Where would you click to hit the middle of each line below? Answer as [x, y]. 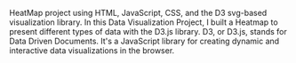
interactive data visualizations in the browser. [92, 51]
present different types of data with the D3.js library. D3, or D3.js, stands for [148, 31]
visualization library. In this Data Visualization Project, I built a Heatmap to [144, 22]
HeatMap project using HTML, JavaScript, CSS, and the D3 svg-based [138, 13]
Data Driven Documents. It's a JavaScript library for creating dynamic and [144, 41]
